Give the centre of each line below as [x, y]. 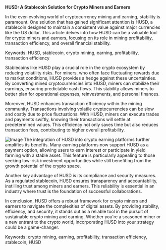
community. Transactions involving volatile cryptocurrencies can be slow [80, 109]
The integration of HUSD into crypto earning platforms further [87, 139]
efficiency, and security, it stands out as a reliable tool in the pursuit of [77, 211]
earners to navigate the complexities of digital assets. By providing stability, [82, 206]
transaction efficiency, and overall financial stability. [58, 43]
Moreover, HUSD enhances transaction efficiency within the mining [74, 103]
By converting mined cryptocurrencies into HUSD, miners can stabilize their [82, 83]
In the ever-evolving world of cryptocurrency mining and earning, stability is [83, 17]
